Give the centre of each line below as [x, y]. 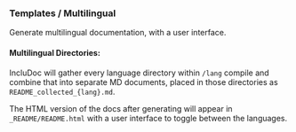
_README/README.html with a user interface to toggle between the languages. [148, 118]
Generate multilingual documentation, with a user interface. [118, 33]
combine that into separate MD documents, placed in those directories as [144, 82]
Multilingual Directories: [55, 52]
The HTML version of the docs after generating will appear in [121, 108]
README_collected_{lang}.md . [62, 91]
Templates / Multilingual [63, 13]
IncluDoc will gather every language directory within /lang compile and [139, 73]
